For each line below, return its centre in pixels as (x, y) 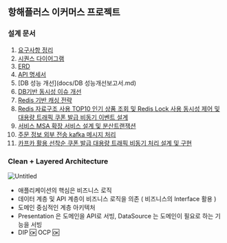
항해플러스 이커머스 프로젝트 (64, 12)
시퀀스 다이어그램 (41, 58)
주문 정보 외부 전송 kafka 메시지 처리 (67, 134)
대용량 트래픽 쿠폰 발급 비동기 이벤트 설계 (73, 117)
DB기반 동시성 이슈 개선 (50, 91)
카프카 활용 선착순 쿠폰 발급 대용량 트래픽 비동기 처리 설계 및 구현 (105, 143)
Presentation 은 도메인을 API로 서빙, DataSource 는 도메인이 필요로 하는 (116, 216)
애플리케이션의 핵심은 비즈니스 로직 (65, 190)
